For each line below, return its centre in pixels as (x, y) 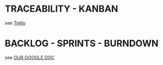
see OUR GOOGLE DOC (30, 57)
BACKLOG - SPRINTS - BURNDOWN (82, 43)
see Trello (15, 23)
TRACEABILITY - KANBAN (62, 9)
